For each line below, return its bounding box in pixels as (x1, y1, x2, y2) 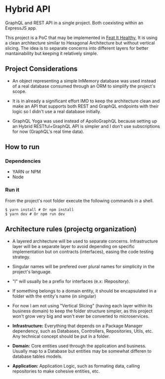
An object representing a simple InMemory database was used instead (12, 78, 157, 84)
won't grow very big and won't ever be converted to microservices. (12, 313, 150, 319)
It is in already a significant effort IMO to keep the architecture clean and (12, 98, 160, 104)
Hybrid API (5, 3, 51, 15)
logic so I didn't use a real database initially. (12, 108, 101, 114)
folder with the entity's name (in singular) (12, 293, 96, 299)
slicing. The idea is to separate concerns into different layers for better (5, 45, 149, 51)
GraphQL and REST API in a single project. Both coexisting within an (5, 20, 144, 26)
